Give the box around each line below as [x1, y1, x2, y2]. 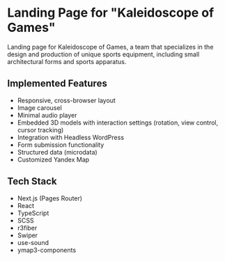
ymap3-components [17, 246, 77, 254]
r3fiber [17, 223, 38, 232]
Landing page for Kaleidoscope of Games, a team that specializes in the [7, 42, 214, 51]
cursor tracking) [17, 125, 64, 134]
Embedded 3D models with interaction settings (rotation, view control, [17, 118, 219, 127]
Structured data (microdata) [17, 148, 98, 156]
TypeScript [17, 209, 49, 217]
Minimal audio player [17, 111, 78, 119]
